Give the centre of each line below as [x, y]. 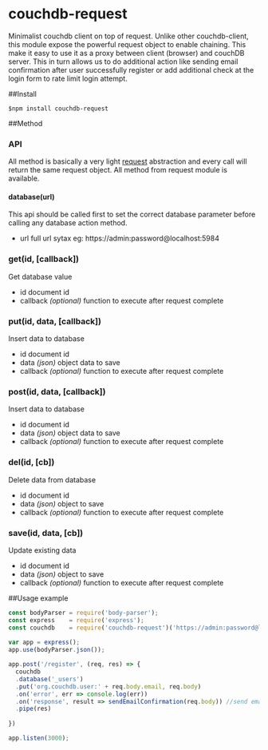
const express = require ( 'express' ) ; [77, 620]
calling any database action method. [68, 223]
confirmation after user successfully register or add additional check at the [131, 69]
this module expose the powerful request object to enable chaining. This [127, 44]
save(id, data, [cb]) [46, 533]
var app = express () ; [44, 643]
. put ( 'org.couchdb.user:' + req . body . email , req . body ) [108, 687]
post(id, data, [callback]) [57, 391]
